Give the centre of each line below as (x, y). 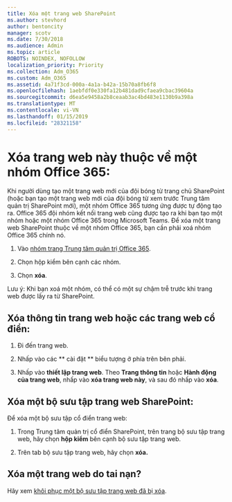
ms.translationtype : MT (42, 104)
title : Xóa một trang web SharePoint (62, 14)
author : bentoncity (35, 26)
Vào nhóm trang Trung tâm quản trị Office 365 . (84, 249)
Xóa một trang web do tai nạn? (74, 474)
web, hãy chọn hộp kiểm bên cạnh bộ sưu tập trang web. (99, 439)
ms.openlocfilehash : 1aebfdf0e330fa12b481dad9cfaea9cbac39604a (100, 91)
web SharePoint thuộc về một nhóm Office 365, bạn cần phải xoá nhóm (109, 228)
